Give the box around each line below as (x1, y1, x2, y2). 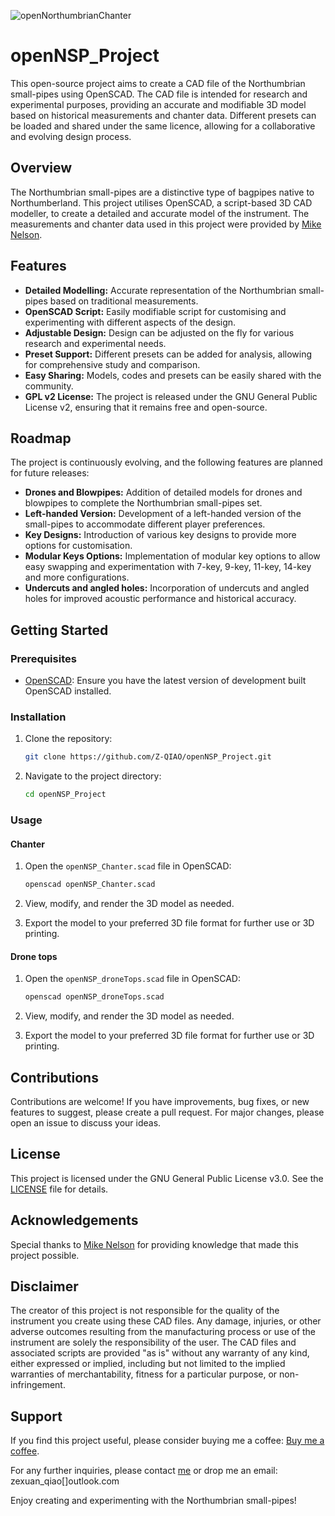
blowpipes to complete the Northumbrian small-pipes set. (24, 497, 263, 509)
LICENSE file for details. (10, 1183, 109, 1195)
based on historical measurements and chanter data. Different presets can (10, 109, 317, 121)
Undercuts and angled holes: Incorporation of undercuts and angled (24, 582, 310, 594)
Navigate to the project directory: (24, 770, 162, 782)
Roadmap (10, 430, 72, 447)
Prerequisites (10, 651, 77, 665)
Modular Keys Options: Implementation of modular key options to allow (24, 550, 321, 562)
